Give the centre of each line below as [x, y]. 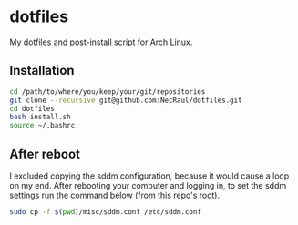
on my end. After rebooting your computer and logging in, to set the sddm [148, 185]
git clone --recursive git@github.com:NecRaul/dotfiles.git [126, 100]
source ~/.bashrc [42, 126]
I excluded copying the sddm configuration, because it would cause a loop [149, 176]
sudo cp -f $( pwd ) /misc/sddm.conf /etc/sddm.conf [106, 211]
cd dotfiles [32, 108]
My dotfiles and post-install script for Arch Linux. [101, 42]
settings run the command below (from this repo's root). [115, 195]
